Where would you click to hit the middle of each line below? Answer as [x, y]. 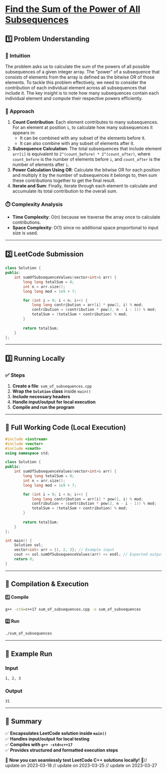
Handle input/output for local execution [54, 402]
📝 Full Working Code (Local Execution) [66, 427]
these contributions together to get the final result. [64, 180]
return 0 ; [24, 559]
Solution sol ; [29, 545]
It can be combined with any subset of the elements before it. [83, 138]
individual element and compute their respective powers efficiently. [74, 98]
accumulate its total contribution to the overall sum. [65, 191]
